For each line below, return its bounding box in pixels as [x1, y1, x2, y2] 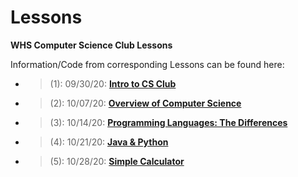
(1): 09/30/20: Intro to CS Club [49, 77, 177, 90]
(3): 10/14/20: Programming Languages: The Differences [49, 116, 288, 128]
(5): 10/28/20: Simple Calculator [49, 155, 185, 167]
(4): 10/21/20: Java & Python [49, 136, 169, 148]
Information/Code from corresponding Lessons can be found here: [10, 58, 285, 70]
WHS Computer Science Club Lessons [10, 39, 173, 51]
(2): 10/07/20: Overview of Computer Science [49, 97, 242, 109]
